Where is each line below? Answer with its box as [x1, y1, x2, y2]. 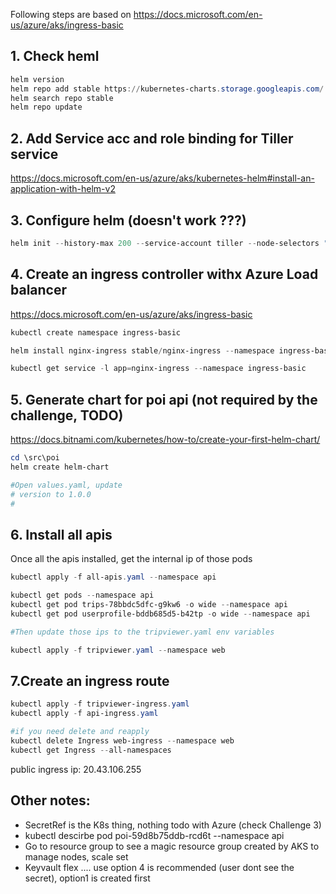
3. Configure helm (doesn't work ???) [10, 212, 247, 229]
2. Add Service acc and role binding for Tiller [10, 130, 294, 147]
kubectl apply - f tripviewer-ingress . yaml [10, 699, 190, 709]
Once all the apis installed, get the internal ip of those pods [10, 553, 253, 565]
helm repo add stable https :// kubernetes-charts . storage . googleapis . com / [10, 84, 325, 94]
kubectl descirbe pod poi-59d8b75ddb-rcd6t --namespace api [24, 829, 285, 841]
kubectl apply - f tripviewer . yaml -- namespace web [10, 645, 226, 655]
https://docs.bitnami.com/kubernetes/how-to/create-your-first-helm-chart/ [10, 434, 321, 446]
